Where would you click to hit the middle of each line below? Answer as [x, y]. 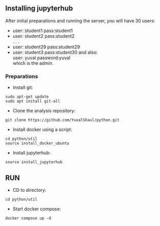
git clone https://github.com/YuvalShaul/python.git [62, 120]
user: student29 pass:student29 [46, 47]
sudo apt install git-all [33, 102]
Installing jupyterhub [39, 8]
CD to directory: [30, 190]
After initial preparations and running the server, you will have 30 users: [80, 20]
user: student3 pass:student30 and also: [55, 52]
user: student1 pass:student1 [43, 31]
